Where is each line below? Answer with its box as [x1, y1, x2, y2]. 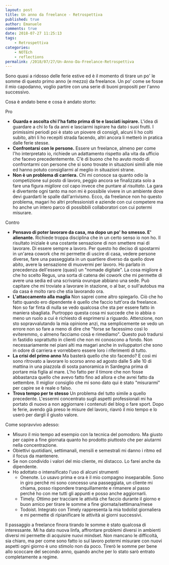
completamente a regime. [5, 554, 59, 560]
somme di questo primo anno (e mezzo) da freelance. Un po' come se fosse [5, 78, 163, 84]
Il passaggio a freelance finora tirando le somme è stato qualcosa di [5, 522, 146, 528]
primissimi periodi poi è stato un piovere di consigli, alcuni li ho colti [12, 129, 153, 135]
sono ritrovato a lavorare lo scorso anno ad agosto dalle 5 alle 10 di [12, 358, 152, 364]
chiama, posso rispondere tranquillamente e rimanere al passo [20, 485, 150, 491]
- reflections [14, 54, 44, 60]
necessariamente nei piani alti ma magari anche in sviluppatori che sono [12, 342, 163, 348]
